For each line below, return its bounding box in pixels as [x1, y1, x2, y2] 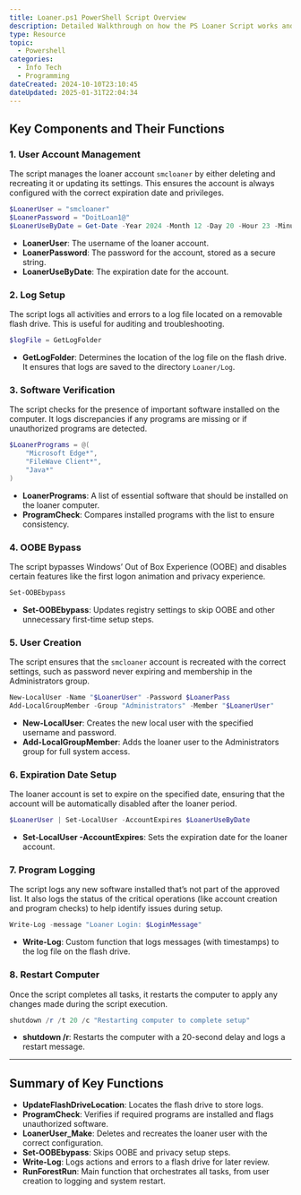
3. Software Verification [9, 383, 116, 396]
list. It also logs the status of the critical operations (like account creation [9, 893, 278, 905]
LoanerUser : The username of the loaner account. [21, 237, 209, 248]
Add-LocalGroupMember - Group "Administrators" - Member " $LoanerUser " [9, 701, 275, 710]
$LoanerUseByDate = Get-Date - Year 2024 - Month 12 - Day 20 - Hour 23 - [9, 221, 279, 230]
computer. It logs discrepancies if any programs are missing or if [9, 414, 248, 425]
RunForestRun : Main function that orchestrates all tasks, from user [21, 1166, 271, 1177]
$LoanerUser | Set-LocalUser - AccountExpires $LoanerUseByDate [9, 816, 251, 825]
